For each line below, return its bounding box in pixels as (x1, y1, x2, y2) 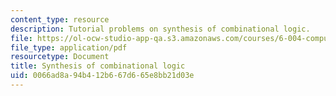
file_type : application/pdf (10, 42, 128, 53)
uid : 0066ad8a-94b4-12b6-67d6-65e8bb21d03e (10, 71, 195, 81)
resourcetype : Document (10, 52, 110, 62)
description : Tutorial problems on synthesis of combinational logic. (10, 24, 311, 34)
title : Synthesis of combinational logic (10, 61, 186, 71)
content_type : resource (10, 14, 110, 25)
